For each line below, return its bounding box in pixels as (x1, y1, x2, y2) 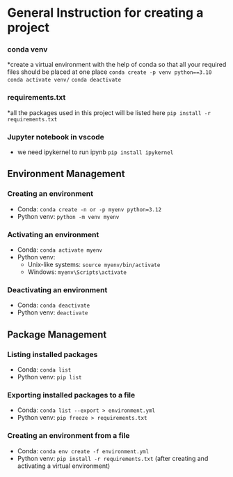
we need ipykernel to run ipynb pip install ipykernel (17, 148, 174, 156)
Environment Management (7, 168, 125, 180)
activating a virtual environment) (17, 462, 111, 470)
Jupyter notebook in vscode (7, 132, 104, 142)
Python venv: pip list (17, 373, 82, 381)
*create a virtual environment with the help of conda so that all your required (7, 61, 227, 69)
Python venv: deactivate (17, 308, 88, 317)
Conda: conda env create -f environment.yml (17, 446, 150, 455)
